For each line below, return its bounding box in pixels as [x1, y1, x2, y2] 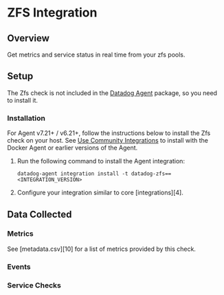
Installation [7, 113, 46, 123]
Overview [7, 32, 50, 44]
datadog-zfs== [131, 170, 172, 177]
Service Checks [7, 281, 62, 290]
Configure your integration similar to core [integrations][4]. [16, 188, 184, 197]
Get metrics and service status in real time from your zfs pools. [7, 50, 186, 59]
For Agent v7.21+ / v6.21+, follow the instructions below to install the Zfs [7, 129, 211, 137]
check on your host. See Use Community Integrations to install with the [7, 136, 208, 145]
